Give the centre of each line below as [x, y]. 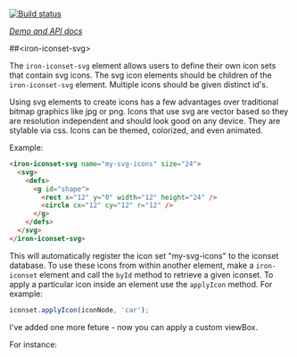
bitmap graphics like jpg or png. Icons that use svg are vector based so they [149, 111]
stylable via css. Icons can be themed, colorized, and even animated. [136, 130]
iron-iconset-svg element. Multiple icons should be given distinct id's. [139, 84]
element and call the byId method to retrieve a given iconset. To [157, 274]
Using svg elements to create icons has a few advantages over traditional [144, 102]
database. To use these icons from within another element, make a [132, 265]
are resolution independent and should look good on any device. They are [145, 121]
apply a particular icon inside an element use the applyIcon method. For [141, 284]
